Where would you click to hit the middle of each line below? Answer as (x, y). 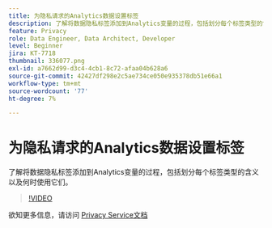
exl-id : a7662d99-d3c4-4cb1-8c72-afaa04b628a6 (88, 69)
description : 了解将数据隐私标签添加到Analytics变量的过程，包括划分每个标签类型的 (136, 23)
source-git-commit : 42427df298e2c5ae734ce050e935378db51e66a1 (115, 76)
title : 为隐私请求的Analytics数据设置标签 (74, 16)
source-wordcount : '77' (49, 91)
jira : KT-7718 (32, 53)
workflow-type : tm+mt (45, 83)
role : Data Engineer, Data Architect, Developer (92, 38)
